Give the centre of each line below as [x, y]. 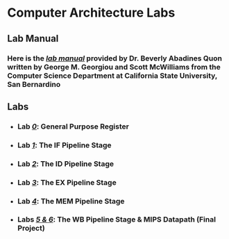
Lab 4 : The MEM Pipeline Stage [71, 201]
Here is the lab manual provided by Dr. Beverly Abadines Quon [114, 58]
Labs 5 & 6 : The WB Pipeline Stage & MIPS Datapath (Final [117, 220]
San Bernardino [34, 84]
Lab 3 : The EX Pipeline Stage [67, 182]
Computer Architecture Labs [91, 13]
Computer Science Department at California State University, [112, 76]
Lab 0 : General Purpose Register [73, 126]
